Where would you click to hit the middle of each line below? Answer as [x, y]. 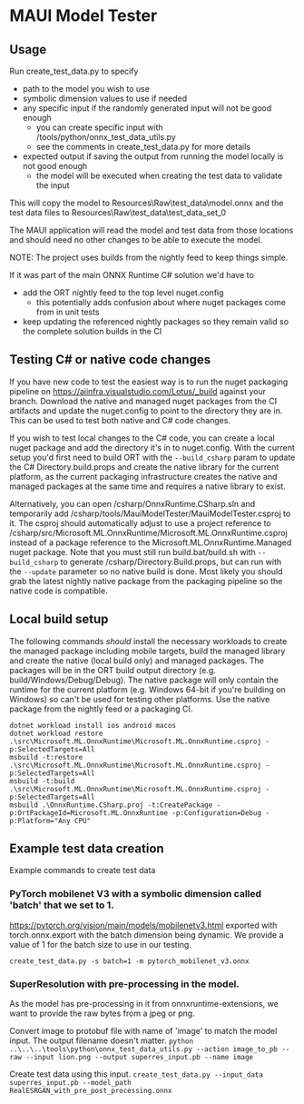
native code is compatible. [59, 591]
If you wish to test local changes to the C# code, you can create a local [142, 438]
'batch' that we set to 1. [62, 905]
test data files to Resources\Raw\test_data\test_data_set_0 [118, 213]
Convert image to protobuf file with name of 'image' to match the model [143, 1031]
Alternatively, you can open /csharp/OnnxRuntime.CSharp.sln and [132, 503]
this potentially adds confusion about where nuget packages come [161, 302]
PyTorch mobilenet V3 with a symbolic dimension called [135, 894]
